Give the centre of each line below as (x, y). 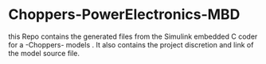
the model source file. (44, 53)
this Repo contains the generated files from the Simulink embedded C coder (133, 36)
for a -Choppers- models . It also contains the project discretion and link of (131, 44)
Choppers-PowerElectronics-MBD (124, 15)
